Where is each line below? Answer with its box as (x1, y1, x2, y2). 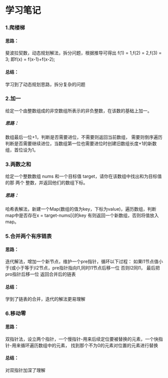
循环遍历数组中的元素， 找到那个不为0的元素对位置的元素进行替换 (20, 342, 158, 348)
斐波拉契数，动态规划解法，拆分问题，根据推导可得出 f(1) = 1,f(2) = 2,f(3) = (5, 50, 162, 56)
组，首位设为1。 (5, 147, 39, 153)
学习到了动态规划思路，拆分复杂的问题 (5, 81, 85, 87)
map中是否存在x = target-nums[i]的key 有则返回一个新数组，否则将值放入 (5, 212, 159, 219)
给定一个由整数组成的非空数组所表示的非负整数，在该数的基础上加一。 (5, 107, 152, 113)
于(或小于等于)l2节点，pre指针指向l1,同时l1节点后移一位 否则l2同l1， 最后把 (5, 265, 160, 271)
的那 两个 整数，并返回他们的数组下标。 (5, 180, 88, 186)
